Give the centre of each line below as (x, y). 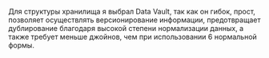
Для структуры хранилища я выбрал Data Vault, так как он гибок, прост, (132, 12)
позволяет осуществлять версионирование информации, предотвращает (134, 20)
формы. (21, 45)
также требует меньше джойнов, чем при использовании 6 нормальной (133, 37)
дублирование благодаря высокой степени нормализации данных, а (126, 28)
